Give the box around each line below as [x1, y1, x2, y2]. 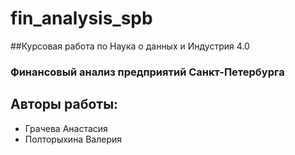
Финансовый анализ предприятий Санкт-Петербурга [10, 65, 285, 79]
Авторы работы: [10, 96, 119, 113]
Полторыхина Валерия [24, 133, 123, 145]
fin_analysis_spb [10, 7, 153, 30]
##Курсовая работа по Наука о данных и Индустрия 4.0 [10, 40, 250, 52]
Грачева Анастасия [24, 122, 108, 134]
